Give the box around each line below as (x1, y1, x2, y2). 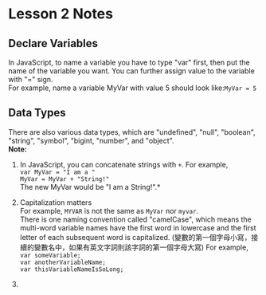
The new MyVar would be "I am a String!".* (19, 182, 161, 191)
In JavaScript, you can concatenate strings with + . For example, (19, 159, 229, 169)
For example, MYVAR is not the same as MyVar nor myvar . (19, 206, 199, 215)
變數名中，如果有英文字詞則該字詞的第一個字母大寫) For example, (33, 242, 248, 252)
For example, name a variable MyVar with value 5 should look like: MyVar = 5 (8, 83, 257, 92)
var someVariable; (19, 251, 81, 259)
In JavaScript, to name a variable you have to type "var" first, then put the (8, 57, 250, 67)
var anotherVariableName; (19, 258, 106, 266)
